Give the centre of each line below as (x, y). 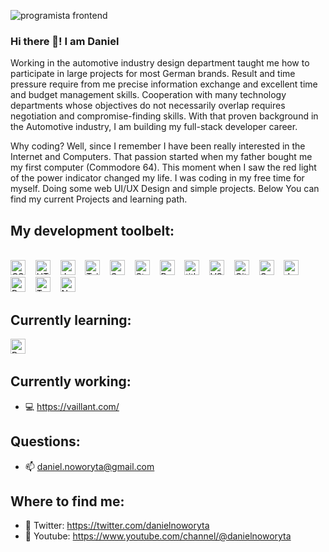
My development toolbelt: (92, 230)
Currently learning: (71, 320)
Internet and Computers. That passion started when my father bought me (161, 157)
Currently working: (71, 381)
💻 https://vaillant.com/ (72, 406)
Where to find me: (67, 501)
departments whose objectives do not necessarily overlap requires (148, 106)
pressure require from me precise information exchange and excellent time (164, 84)
